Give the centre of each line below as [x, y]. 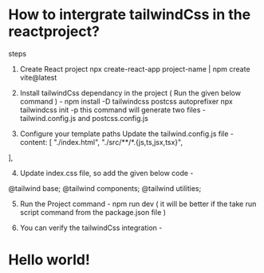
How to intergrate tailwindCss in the [130, 15]
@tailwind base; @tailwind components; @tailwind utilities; [105, 188]
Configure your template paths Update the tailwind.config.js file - [126, 134]
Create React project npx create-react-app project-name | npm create [135, 68]
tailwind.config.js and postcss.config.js [84, 118]
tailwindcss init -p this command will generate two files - [112, 110]
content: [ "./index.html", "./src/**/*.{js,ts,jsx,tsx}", [101, 142]
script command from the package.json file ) [93, 212]
